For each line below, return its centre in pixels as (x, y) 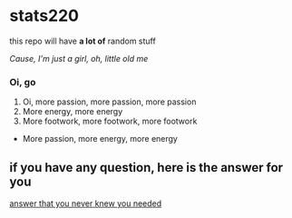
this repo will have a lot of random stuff (83, 41)
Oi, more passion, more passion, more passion (109, 102)
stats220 (44, 16)
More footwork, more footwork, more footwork (110, 121)
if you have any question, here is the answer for (146, 168)
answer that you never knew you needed (86, 203)
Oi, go (23, 82)
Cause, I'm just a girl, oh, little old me (79, 58)
